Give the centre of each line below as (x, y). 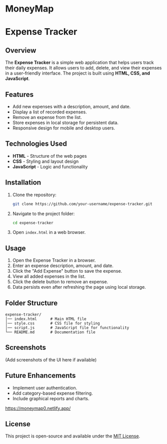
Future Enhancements (41, 376)
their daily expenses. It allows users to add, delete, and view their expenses (83, 68)
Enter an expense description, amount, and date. (63, 266)
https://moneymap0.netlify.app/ (38, 408)
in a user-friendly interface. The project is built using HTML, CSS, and (78, 73)
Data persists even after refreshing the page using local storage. (79, 287)
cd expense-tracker (33, 223)
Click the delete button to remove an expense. (60, 282)
